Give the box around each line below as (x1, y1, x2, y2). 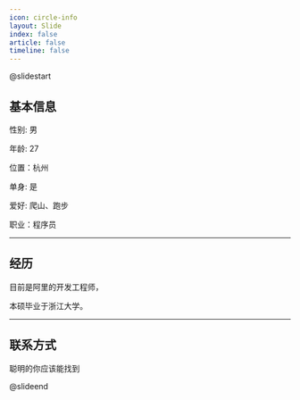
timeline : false (9, 46, 70, 55)
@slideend (9, 380, 49, 391)
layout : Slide (9, 21, 62, 30)
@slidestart (9, 71, 52, 81)
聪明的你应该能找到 (9, 362, 80, 373)
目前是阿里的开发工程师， (9, 281, 104, 292)
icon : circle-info (9, 12, 78, 22)
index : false (9, 29, 58, 38)
